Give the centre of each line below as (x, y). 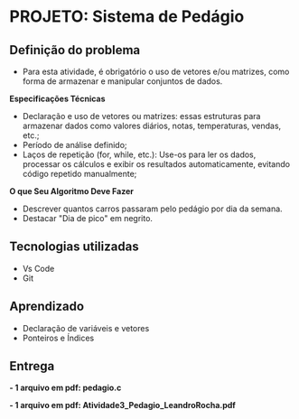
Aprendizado (47, 307)
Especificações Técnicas (57, 98)
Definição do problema (75, 50)
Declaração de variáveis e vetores (86, 328)
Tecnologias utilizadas (74, 247)
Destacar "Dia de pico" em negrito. (88, 218)
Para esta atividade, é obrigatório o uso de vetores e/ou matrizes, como (156, 71)
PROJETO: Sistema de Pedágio (127, 17)
